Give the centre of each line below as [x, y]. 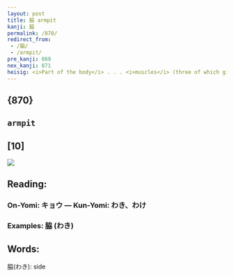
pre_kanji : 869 [29, 59]
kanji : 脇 [21, 27]
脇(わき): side [26, 267]
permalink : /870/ [32, 33]
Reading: [27, 185]
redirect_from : [29, 40]
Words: [23, 249]
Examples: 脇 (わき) [41, 226]
